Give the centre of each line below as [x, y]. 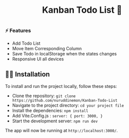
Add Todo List [26, 43]
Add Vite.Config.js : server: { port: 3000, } [57, 115]
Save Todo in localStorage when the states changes [64, 54]
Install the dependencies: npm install [50, 110]
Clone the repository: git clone [44, 96]
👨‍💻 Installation [28, 74]
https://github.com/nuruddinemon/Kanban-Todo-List [65, 100]
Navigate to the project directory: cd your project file [68, 105]
